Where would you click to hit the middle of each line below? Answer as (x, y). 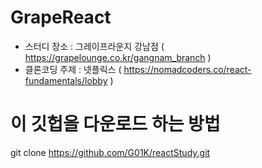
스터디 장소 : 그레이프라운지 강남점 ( (94, 46)
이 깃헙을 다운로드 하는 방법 (115, 124)
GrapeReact (61, 17)
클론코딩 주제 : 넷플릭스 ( (73, 69)
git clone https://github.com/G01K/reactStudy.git (110, 152)
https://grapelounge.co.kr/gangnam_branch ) (118, 57)
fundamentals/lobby (66, 80)
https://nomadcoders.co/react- (187, 69)
